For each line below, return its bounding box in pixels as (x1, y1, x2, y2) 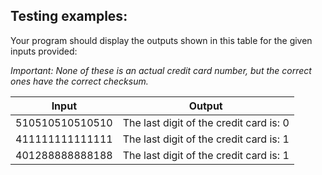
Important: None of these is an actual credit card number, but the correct (10, 64, 312, 76)
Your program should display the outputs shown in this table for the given (10, 34, 313, 46)
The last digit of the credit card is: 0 (122, 115, 290, 129)
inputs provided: (10, 45, 78, 57)
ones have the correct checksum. (10, 75, 149, 87)
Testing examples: (10, 8, 128, 25)
